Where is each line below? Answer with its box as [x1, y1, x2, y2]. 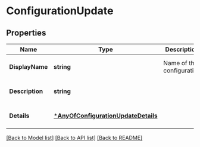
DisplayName [9, 63, 48, 71]
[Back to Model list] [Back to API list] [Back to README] [6, 135, 143, 141]
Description [9, 87, 43, 95]
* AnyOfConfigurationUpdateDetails [53, 111, 158, 120]
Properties [6, 28, 46, 38]
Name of [163, 59, 187, 67]
